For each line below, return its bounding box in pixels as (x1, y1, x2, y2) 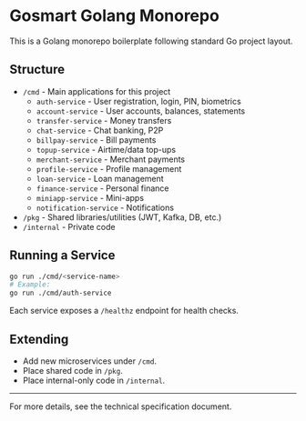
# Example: (9, 280, 51, 289)
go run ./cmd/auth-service (9, 288, 112, 298)
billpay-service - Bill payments (36, 134, 157, 145)
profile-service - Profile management (36, 163, 182, 174)
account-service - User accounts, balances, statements (36, 105, 246, 116)
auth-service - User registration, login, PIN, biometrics (36, 95, 241, 106)
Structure (9, 62, 66, 77)
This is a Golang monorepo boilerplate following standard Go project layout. (9, 35, 293, 46)
